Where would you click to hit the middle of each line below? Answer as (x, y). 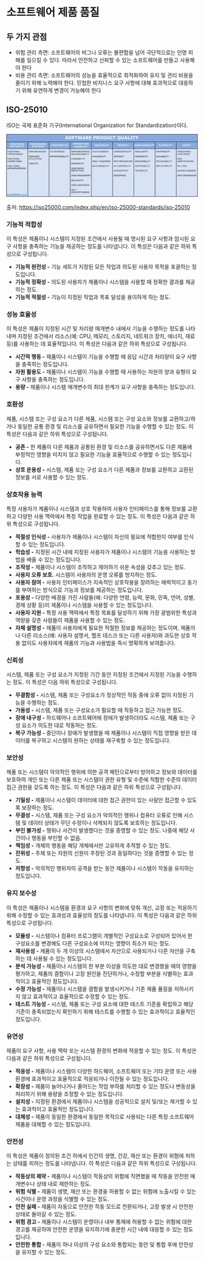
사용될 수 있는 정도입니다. (63, 958)
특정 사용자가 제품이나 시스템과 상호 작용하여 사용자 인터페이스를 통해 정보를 (96, 509)
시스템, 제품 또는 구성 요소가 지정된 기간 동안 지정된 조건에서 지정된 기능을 (93, 675)
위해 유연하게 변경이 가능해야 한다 (61, 90)
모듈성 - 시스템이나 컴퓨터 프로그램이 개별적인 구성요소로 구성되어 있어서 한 (104, 936)
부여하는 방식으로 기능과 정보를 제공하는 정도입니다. (83, 590)
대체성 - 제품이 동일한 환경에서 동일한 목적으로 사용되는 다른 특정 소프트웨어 (104, 1117)
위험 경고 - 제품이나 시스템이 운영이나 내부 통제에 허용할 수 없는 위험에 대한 (104, 1222)
